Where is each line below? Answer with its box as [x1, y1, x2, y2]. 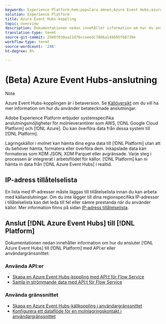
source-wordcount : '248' [5, 44, 56, 49]
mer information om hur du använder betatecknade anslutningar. [5, 105, 137, 111]
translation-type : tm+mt [5, 30, 56, 35]
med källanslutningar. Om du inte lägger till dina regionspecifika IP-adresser [5, 194, 159, 200]
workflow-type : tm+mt [5, 40, 50, 45]
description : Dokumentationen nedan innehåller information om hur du [5, 26, 154, 31]
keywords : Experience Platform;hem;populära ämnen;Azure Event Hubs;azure [5, 7, 163, 12]
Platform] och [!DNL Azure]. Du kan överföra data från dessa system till [5, 126, 151, 132]
